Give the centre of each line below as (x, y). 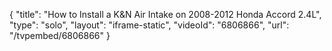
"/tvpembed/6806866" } (60, 35)
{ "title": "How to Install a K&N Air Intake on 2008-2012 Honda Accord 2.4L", (165, 14)
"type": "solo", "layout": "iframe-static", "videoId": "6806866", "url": (149, 25)
